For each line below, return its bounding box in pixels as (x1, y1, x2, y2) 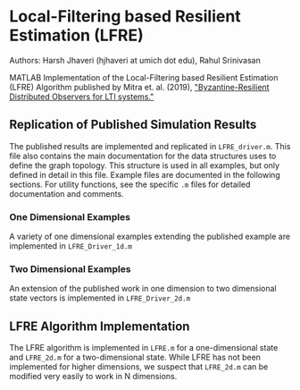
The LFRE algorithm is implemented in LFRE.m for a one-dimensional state (9, 343, 279, 353)
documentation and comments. (9, 188, 124, 199)
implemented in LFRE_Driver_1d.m (9, 241, 132, 251)
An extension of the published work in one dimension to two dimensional (9, 284, 277, 294)
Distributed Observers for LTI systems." (9, 91, 154, 102)
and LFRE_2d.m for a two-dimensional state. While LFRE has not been (9, 352, 262, 363)
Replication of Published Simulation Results (9, 117, 257, 132)
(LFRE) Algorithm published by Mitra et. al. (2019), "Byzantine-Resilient (9, 81, 270, 92)
